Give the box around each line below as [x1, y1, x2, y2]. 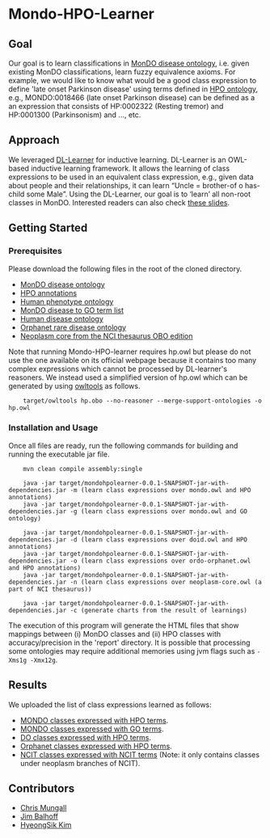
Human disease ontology [19, 314, 103, 323]
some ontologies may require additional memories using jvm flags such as [8, 646, 255, 655]
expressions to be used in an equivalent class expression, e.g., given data [8, 171, 254, 182]
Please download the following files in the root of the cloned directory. [8, 263, 243, 273]
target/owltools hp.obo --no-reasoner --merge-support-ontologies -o [23, 397, 263, 405]
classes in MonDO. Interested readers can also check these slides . [8, 197, 230, 207]
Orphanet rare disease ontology [19, 322, 127, 332]
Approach [8, 133, 60, 147]
